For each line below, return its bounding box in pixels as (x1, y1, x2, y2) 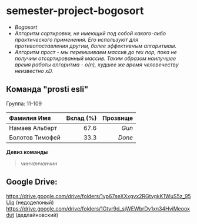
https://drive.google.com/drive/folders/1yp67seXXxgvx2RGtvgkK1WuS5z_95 (6, 192, 191, 199)
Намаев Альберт (9, 123, 58, 132)
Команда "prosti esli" (6, 84, 89, 95)
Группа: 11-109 (6, 100, 42, 107)
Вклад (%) (66, 113, 97, 122)
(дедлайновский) (15, 211, 59, 218)
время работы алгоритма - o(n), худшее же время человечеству (14, 61, 179, 68)
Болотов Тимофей (9, 133, 61, 142)
